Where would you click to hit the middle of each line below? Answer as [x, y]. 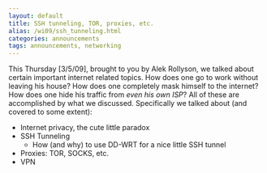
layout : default [36, 16]
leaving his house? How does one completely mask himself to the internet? [133, 86]
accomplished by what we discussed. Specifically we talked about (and [128, 103]
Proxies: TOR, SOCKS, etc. [65, 154]
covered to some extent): [50, 112]
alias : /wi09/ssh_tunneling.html [65, 31]
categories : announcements [54, 38]
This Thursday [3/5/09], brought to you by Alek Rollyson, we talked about [131, 69]
